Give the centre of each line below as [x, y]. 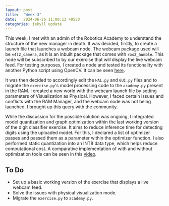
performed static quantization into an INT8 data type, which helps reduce [81, 144]
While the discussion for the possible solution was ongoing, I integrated [79, 117]
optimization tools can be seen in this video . [51, 154]
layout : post [19, 10]
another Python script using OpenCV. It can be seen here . [65, 71]
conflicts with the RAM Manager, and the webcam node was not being [78, 102]
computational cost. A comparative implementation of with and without [79, 149]
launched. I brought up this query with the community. [62, 107]
